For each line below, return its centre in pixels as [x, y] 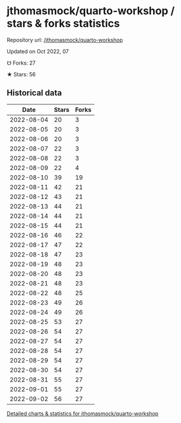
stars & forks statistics [63, 23]
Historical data [34, 93]
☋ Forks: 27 [21, 63]
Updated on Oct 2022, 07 [38, 51]
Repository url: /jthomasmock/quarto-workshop [65, 40]
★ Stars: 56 [21, 74]
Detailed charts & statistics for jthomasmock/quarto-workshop [83, 414]
